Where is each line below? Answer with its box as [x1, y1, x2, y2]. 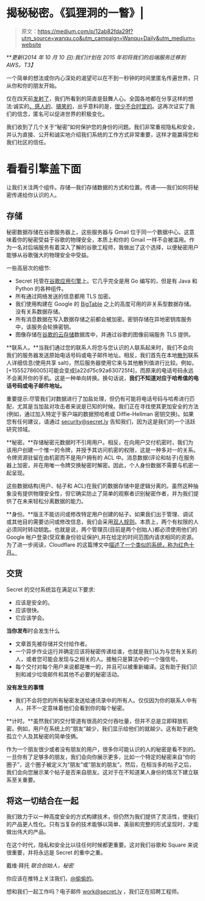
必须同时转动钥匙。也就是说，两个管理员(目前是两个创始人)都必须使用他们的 [6, 525, 198, 533]
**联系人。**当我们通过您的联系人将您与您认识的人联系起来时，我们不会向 [6, 344, 194, 351]
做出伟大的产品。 [6, 828, 49, 836]
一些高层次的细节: [6, 264, 51, 272]
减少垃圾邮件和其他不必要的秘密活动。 [26, 670, 123, 678]
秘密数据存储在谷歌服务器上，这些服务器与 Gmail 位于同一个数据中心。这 [6, 228, 190, 235]
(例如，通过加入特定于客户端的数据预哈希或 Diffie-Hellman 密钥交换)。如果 [6, 410, 194, 417]
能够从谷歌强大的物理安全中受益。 [6, 251, 92, 258]
